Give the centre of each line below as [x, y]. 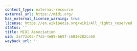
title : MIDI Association [30, 32]
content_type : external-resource [39, 9]
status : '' [16, 28]
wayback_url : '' [22, 41]
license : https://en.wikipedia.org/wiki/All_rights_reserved [69, 23]
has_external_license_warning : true [42, 18]
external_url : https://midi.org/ [39, 14]
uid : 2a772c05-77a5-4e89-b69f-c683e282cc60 [50, 37]
